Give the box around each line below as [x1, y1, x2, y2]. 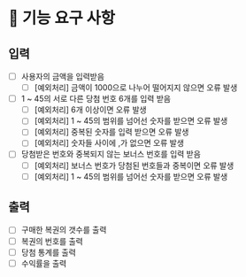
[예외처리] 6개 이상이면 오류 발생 [34, 104, 147, 115]
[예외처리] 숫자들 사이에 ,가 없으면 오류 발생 [34, 138, 185, 149]
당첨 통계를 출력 [20, 247, 76, 258]
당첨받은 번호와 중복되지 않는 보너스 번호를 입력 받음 [20, 149, 201, 159]
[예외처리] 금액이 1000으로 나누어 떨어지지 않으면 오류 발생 [34, 82, 238, 93]
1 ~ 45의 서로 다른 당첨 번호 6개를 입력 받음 [20, 94, 172, 104]
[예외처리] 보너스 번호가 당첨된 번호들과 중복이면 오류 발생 [34, 160, 234, 171]
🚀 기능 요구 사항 [8, 8, 116, 28]
